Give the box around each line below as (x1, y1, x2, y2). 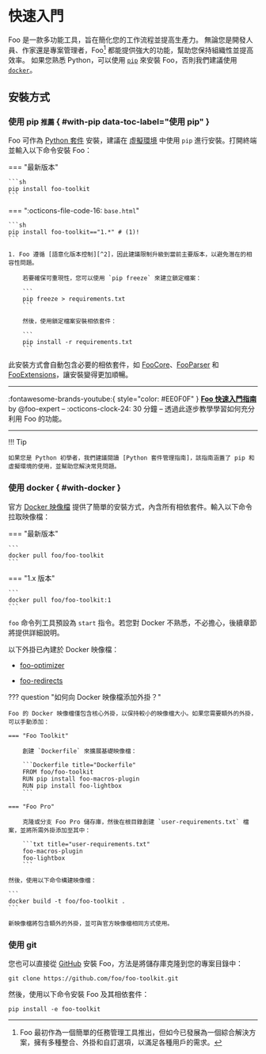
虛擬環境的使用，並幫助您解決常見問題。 (8, 463, 120, 471)
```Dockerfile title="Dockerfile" (22, 761, 136, 769)
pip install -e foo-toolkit (8, 1005, 101, 1013)
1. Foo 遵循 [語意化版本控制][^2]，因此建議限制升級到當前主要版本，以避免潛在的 (8, 250, 247, 258)
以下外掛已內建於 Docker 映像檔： (8, 644, 120, 654)
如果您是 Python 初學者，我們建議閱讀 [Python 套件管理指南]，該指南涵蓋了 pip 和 (8, 454, 255, 462)
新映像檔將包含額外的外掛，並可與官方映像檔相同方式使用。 (8, 919, 173, 927)
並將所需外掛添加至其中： (19, 826, 91, 834)
